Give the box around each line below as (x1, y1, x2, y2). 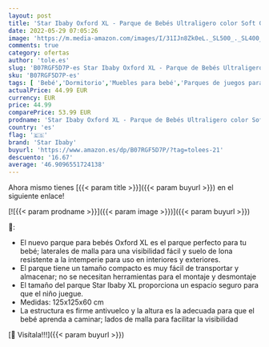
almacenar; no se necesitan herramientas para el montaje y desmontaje (19, 272, 257, 281)
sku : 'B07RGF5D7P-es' (8, 71, 81, 79)
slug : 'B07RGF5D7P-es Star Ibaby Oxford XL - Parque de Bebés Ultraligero (8, 64, 263, 72)
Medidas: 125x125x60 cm (19, 297, 104, 307)
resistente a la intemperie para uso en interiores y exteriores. (19, 255, 221, 264)
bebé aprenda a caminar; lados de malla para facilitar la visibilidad (19, 314, 239, 325)
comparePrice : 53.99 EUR (8, 109, 91, 117)
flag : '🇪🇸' (8, 131, 48, 139)
